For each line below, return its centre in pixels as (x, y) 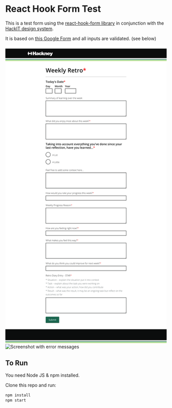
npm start (16, 400)
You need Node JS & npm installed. (42, 375)
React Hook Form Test (53, 9)
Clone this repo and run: (31, 385)
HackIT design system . (29, 28)
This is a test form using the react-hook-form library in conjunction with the (85, 23)
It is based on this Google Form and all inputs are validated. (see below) (81, 38)
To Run (17, 363)
